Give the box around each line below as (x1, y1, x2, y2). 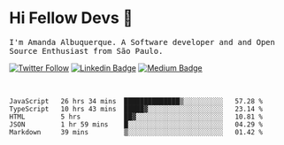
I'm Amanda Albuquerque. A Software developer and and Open (9, 37, 276, 47)
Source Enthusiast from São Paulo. (9, 46, 164, 56)
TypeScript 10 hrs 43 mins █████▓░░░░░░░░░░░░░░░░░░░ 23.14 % (9, 104, 264, 113)
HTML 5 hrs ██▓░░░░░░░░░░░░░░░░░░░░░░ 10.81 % (9, 112, 264, 121)
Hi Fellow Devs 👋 (9, 8, 134, 28)
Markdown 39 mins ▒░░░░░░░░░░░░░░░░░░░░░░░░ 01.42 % (9, 127, 264, 136)
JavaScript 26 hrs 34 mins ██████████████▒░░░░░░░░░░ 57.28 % (9, 96, 264, 105)
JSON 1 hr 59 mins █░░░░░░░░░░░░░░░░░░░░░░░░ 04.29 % (9, 119, 264, 129)
